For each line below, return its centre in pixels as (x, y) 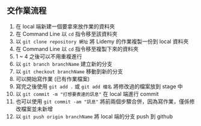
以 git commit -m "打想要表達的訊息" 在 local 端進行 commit (87, 94)
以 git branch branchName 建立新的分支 (64, 64)
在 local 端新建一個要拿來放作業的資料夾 (65, 26)
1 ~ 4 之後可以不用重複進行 (49, 56)
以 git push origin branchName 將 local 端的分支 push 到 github (94, 116)
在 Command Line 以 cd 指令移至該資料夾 (66, 34)
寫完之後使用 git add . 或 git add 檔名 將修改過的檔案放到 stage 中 (99, 86)
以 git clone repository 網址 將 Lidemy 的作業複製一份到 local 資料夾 (102, 41)
